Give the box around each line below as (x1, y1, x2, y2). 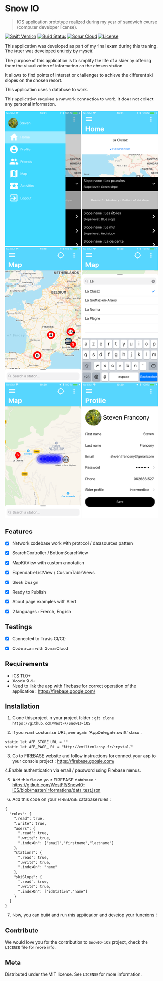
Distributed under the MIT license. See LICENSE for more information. (5, 971, 142, 977)
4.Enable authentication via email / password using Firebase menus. (5, 767, 141, 773)
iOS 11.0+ (12, 673, 31, 679)
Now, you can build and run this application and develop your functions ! (12, 912, 157, 918)
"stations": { (14, 850, 42, 855)
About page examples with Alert (12, 599, 77, 604)
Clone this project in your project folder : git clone (12, 715, 114, 721)
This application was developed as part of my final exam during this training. (5, 43, 158, 49)
